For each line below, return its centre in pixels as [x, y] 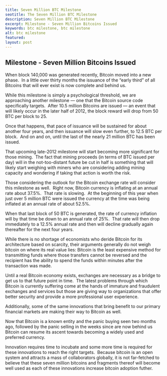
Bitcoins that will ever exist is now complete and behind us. [66, 85]
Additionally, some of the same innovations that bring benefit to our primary [83, 306]
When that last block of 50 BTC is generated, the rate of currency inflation [81, 213]
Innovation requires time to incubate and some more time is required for [79, 347]
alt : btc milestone [25, 33]
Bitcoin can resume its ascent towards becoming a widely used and [74, 332]
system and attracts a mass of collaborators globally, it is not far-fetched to [82, 357]
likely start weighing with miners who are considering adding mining [75, 167]
